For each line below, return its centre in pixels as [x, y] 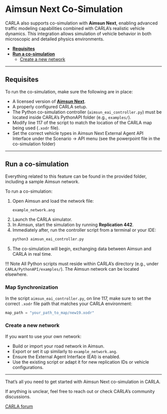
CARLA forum [19, 406]
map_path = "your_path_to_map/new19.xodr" [50, 313]
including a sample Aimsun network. [42, 181]
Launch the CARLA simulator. [42, 219]
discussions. [18, 397]
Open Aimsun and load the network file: [53, 201]
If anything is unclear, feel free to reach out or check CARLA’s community [80, 391]
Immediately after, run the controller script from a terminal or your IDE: [84, 230]
